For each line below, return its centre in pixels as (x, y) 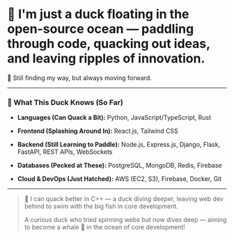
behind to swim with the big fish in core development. (101, 206)
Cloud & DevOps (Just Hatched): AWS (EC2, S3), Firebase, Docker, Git (119, 179)
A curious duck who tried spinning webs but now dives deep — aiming (125, 220)
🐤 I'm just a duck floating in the (98, 14)
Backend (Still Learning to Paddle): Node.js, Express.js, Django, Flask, (119, 145)
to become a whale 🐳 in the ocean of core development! (105, 227)
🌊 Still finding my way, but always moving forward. (79, 78)
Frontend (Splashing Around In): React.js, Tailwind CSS (98, 131)
